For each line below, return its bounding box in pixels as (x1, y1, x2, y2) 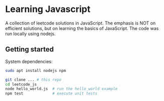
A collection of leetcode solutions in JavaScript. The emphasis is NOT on (5, 20, 156, 26)
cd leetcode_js (5, 81, 37, 87)
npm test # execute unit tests (5, 91, 98, 96)
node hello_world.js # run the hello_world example (5, 86, 118, 91)
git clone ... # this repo (5, 77, 62, 82)
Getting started (5, 45, 54, 53)
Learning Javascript (5, 3, 91, 15)
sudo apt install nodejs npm (5, 68, 66, 73)
